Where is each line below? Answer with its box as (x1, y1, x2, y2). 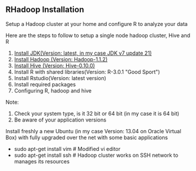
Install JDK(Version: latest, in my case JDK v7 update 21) (14, 50, 152, 57)
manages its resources (14, 157, 70, 165)
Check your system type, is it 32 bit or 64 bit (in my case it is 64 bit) (14, 110, 179, 117)
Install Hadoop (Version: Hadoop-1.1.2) (14, 55, 108, 63)
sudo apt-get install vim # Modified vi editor (14, 145, 121, 152)
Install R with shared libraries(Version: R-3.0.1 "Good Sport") (14, 68, 161, 75)
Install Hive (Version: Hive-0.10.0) (14, 62, 95, 69)
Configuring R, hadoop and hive (14, 87, 92, 94)
